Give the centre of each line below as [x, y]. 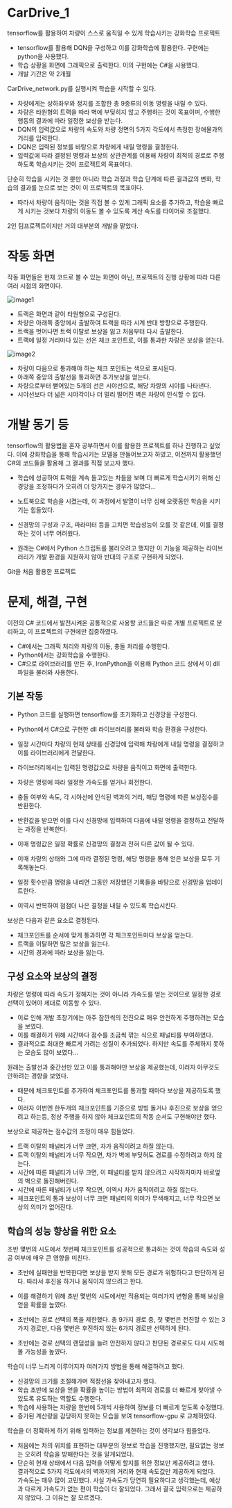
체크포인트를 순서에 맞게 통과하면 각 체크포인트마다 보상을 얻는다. [105, 935]
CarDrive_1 [38, 13]
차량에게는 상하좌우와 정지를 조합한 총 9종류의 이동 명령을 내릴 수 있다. [112, 103]
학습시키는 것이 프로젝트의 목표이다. [84, 164]
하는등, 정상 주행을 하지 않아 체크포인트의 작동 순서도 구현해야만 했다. [123, 1117]
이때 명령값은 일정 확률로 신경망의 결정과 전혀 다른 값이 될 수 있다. [106, 844]
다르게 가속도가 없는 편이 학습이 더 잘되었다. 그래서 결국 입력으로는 [114, 1489]
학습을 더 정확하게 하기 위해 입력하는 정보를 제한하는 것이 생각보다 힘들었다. [109, 1431]
